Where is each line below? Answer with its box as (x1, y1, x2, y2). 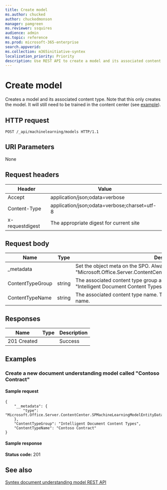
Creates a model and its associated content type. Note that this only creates (5, 96, 161, 102)
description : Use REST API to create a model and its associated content (5, 58, 162, 63)
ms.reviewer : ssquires (5, 26, 52, 31)
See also (5, 466, 32, 475)
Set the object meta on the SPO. (75, 262, 150, 269)
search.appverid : (5, 44, 41, 49)
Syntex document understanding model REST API (5, 479, 107, 485)
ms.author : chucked (5, 12, 46, 17)
